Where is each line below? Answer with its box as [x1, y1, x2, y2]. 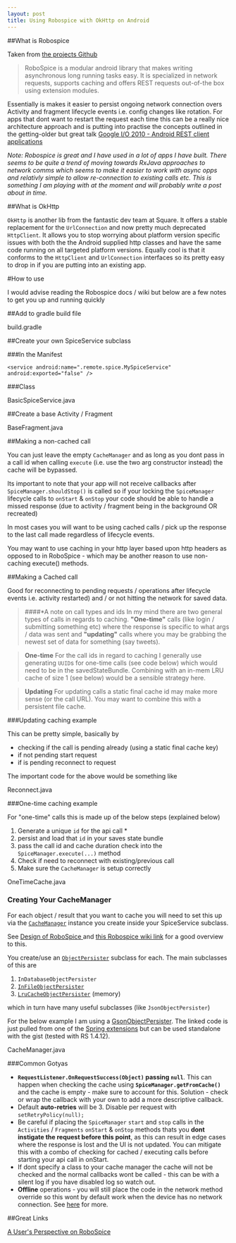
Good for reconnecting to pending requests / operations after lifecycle [7, 586, 211, 594]
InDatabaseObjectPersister [17, 976, 97, 983]
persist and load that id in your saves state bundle [17, 833, 163, 843]
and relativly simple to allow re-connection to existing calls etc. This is [7, 173, 212, 182]
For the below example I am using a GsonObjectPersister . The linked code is [7, 1017, 228, 1025]
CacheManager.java [7, 1045, 66, 1054]
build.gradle [7, 322, 42, 331]
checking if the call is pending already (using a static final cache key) [17, 743, 218, 752]
